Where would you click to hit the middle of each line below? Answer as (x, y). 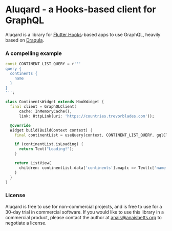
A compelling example (34, 53)
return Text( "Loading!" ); (46, 149)
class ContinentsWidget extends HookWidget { (55, 102)
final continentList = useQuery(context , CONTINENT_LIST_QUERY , (84, 135)
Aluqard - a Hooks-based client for (81, 9)
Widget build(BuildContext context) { (51, 130)
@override (20, 125)
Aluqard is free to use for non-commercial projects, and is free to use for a (84, 206)
